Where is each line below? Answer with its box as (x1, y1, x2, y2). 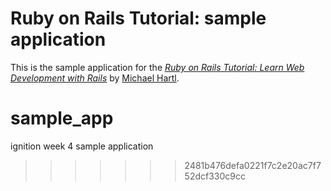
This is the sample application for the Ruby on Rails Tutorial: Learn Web (10, 61, 305, 73)
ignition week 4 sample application (10, 140, 154, 152)
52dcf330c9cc (184, 170, 246, 182)
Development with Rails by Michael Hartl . (10, 72, 180, 84)
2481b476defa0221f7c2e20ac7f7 (184, 159, 322, 171)
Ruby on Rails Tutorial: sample (10, 7, 267, 30)
